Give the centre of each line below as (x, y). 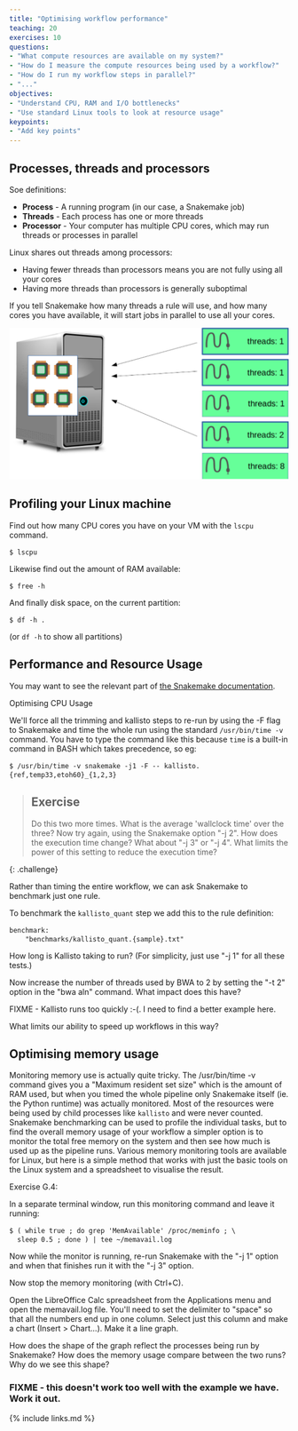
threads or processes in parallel (80, 235)
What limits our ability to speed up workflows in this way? (114, 1026)
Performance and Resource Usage (106, 665)
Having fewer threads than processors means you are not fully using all (153, 269)
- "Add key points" (45, 131)
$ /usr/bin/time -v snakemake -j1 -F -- (85, 766)
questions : (29, 47)
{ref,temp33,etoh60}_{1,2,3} (63, 775)
